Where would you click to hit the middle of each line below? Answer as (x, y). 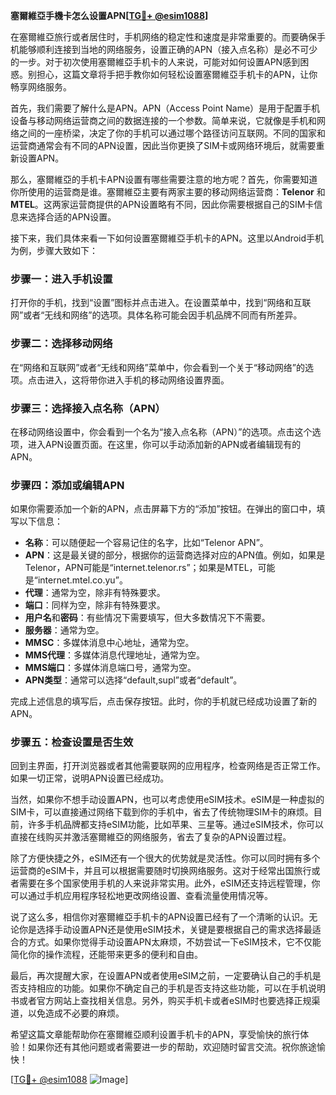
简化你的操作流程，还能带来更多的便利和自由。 (106, 955)
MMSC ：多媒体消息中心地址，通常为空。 (109, 643)
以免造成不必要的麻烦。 (76, 1013)
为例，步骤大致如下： (54, 250)
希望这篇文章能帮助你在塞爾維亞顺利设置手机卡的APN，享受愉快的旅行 (155, 1035)
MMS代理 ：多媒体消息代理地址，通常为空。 (115, 655)
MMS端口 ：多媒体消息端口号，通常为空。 (110, 668)
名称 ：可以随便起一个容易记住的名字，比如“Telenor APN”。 (146, 543)
